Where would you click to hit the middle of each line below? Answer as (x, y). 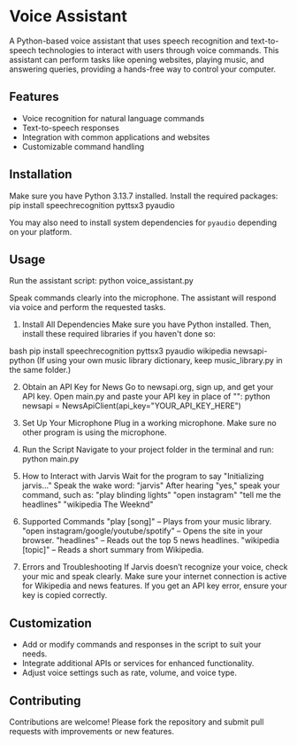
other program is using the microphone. (94, 432)
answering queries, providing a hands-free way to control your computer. (143, 69)
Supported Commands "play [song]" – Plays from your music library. (147, 522)
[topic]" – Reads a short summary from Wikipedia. (113, 550)
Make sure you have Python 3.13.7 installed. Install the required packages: (144, 196)
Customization (51, 623)
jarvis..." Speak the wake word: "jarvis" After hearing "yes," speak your (151, 485)
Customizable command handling (83, 146)
